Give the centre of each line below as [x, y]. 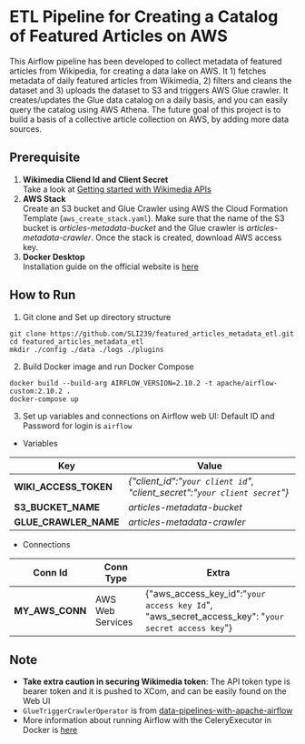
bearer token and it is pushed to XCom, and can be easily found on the [155, 691]
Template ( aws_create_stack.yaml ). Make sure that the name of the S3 [153, 218]
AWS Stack [44, 198]
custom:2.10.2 [36, 391]
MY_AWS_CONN [50, 610]
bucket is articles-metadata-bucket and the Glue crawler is [133, 227]
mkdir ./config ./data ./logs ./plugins [87, 349]
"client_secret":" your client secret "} [209, 492]
